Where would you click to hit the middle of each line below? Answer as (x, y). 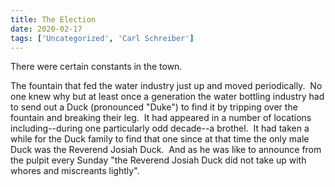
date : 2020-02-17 (46, 29)
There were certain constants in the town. (96, 67)
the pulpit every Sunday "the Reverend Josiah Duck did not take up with (158, 160)
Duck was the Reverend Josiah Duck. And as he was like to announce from (166, 150)
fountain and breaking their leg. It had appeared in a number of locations (161, 118)
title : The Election (53, 19)
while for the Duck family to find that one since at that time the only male (160, 139)
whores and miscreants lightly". (75, 171)
